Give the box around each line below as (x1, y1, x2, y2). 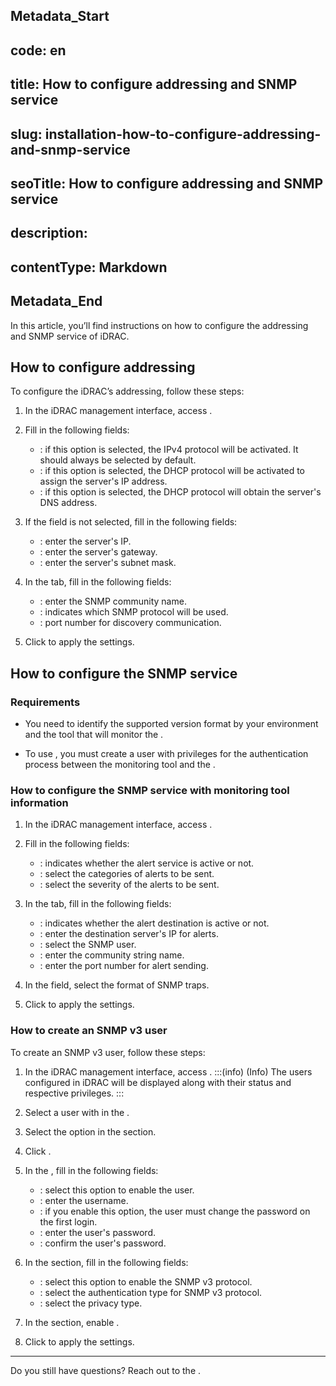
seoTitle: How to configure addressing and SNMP (10, 175, 324, 192)
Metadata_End (10, 293, 103, 310)
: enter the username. (39, 1194, 129, 1206)
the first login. (39, 1215, 98, 1228)
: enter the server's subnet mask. (39, 557, 177, 569)
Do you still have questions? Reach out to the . (10, 1364, 202, 1376)
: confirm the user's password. (39, 1237, 167, 1249)
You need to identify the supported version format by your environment (24, 718, 319, 730)
